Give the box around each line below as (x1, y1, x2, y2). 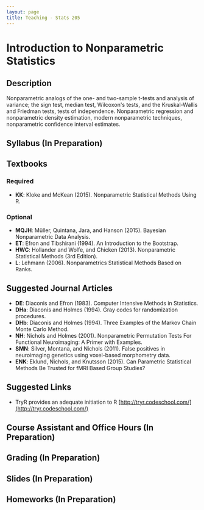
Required (6, 177, 34, 186)
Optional (6, 213, 32, 221)
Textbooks (6, 159, 47, 169)
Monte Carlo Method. (15, 325, 69, 333)
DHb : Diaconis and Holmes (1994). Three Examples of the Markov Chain (15, 319, 197, 326)
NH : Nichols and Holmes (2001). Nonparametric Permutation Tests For (15, 332, 192, 339)
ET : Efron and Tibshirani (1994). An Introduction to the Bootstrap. (15, 239, 178, 247)
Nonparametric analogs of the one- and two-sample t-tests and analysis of (6, 94, 195, 101)
